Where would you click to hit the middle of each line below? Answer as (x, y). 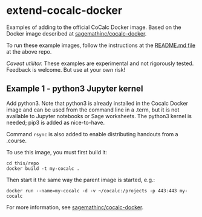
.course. (17, 140)
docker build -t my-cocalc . (43, 168)
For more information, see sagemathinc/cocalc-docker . (75, 207)
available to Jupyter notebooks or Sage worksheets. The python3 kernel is (99, 116)
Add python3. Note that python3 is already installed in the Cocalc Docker (97, 103)
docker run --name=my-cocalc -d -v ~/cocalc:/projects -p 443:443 (92, 190)
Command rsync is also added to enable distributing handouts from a (92, 134)
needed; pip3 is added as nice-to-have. (56, 122)
